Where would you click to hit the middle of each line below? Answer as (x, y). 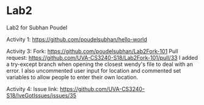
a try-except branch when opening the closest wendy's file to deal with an (100, 64)
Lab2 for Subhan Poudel (37, 27)
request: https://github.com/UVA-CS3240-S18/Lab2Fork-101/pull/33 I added (102, 57)
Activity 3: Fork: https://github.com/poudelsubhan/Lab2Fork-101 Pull (92, 51)
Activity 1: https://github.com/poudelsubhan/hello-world (77, 39)
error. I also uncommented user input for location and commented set (94, 70)
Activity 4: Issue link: (33, 89)
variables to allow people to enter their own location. (72, 77)
